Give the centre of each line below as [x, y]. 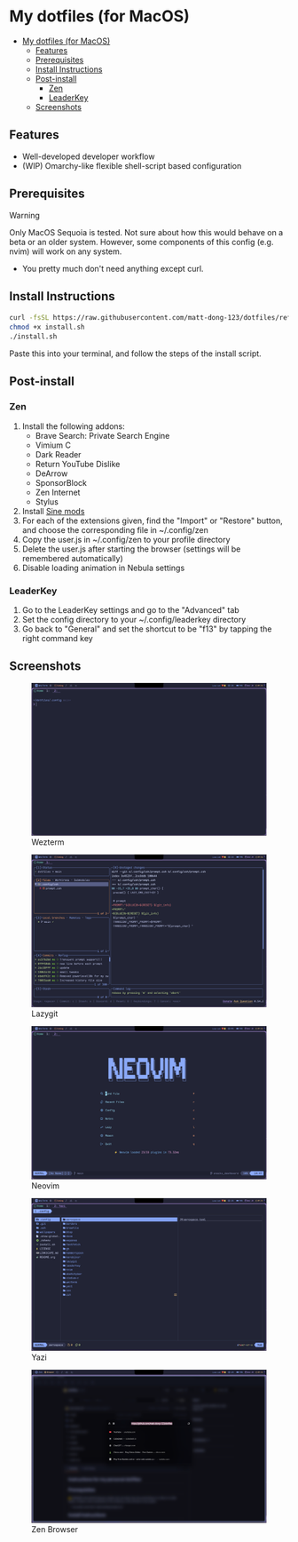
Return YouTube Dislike [78, 464]
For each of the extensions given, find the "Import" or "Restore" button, [153, 521]
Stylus [47, 501]
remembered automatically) [73, 558]
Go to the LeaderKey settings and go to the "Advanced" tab [130, 609]
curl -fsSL [29, 318]
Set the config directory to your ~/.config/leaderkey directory [134, 619]
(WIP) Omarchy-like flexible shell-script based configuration [132, 165]
